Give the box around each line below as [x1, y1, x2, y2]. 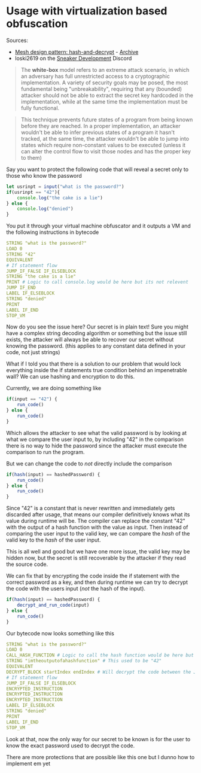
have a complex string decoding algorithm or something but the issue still [6, 330, 187, 337]
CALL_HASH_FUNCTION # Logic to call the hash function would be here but [6, 652, 194, 659]
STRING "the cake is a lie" [6, 273, 77, 279]
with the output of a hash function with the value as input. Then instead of [6, 524, 188, 531]
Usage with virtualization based [6, 4, 167, 18]
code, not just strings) [6, 349, 60, 356]
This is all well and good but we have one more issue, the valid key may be [6, 548, 190, 555]
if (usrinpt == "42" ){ [6, 189, 60, 195]
